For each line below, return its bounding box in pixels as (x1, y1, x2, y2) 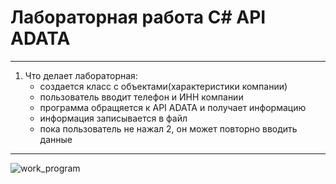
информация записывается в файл (39, 112, 188, 124)
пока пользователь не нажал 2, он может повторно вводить (39, 122, 298, 135)
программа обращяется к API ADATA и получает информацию (39, 101, 307, 113)
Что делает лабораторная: (24, 69, 138, 81)
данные (39, 133, 73, 145)
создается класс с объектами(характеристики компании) (39, 80, 288, 92)
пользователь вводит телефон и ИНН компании (39, 91, 244, 103)
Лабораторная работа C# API (10, 6, 267, 29)
